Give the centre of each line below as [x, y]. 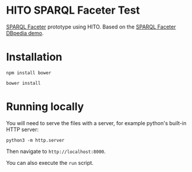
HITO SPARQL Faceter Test [73, 10]
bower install [24, 83]
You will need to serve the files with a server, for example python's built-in [96, 123]
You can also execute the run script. [50, 163]
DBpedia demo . [25, 33]
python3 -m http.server [35, 140]
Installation [34, 57]
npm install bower [29, 73]
